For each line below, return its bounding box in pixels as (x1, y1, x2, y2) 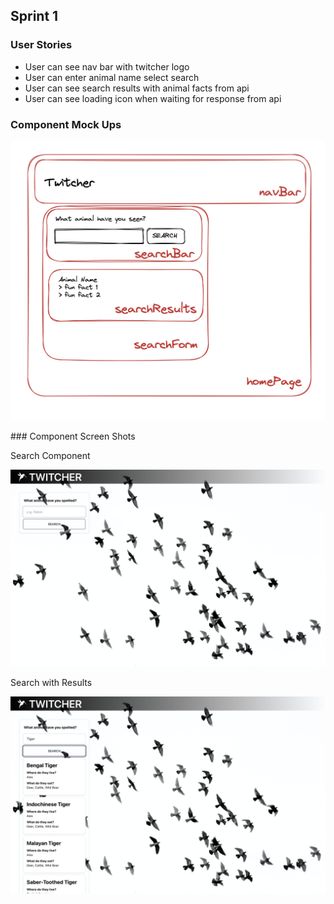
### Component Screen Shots (10, 430, 136, 443)
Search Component (10, 450, 91, 462)
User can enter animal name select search (24, 71, 200, 83)
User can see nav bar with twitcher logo (24, 60, 190, 73)
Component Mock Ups (10, 117, 122, 131)
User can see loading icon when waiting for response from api (24, 92, 282, 104)
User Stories (10, 38, 73, 52)
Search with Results (10, 677, 93, 689)
